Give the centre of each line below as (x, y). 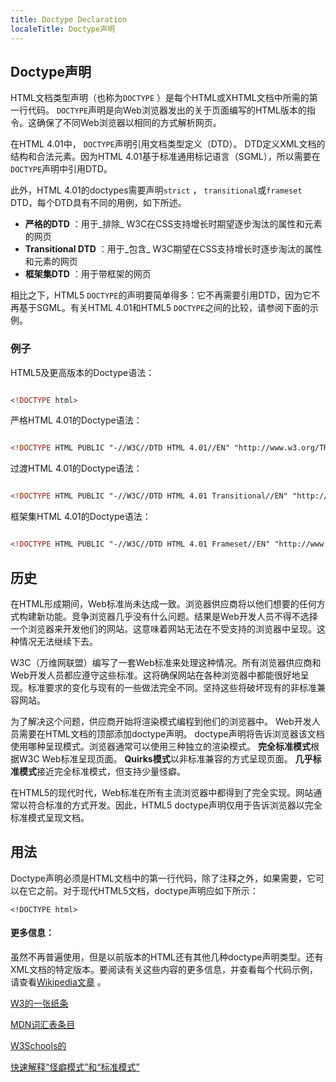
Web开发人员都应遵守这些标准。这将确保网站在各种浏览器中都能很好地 (155, 675)
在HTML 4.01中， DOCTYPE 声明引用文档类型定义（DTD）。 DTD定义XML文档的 (168, 144)
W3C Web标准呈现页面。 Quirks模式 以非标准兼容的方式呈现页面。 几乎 (165, 758)
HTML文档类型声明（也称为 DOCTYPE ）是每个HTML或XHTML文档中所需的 (160, 98)
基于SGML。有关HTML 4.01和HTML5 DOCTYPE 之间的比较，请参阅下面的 (164, 308)
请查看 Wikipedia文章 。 (58, 982)
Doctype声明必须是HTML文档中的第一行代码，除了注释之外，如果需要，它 (163, 878)
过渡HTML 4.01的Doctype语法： (76, 468)
